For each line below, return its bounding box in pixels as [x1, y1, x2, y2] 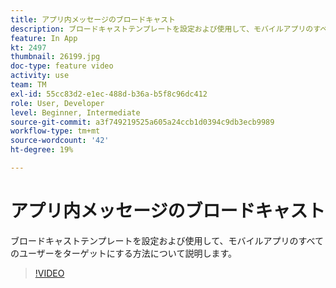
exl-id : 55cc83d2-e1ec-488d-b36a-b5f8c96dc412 [10, 89, 208, 99]
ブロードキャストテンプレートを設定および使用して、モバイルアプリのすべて [10, 234, 324, 246]
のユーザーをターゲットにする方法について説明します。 [10, 247, 238, 259]
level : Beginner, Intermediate [10, 107, 141, 118]
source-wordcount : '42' [10, 136, 110, 146]
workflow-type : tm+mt [10, 126, 101, 136]
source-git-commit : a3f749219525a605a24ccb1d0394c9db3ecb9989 [10, 117, 275, 127]
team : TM [10, 80, 47, 90]
